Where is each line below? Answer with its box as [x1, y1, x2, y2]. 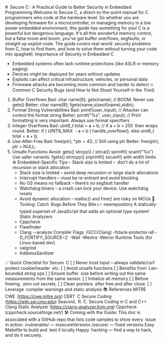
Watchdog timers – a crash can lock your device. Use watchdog [19, 185, 148, 191]
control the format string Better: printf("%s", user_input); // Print [12, 113, 141, 118]
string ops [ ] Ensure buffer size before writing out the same [24, 270, 146, 276]
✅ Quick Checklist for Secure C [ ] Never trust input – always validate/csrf [5, 260, 155, 265]
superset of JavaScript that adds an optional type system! [32, 208, 149, 214]
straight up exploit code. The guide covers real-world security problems [5, 41, 151, 46]
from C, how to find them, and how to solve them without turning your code [5, 46, 157, 52]
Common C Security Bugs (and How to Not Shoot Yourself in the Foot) [12, 87, 155, 93]
